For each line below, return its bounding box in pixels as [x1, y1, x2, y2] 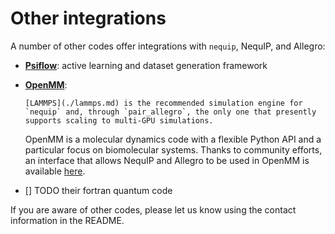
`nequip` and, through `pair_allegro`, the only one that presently [24, 107, 317, 117]
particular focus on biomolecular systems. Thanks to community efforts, [24, 143, 323, 156]
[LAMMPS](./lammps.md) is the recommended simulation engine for [24, 98, 303, 108]
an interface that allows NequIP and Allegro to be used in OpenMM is [24, 154, 310, 166]
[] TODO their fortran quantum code [24, 184, 173, 196]
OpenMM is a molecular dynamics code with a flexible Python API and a [24, 133, 322, 145]
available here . [24, 165, 86, 177]
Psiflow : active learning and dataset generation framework [24, 59, 268, 71]
